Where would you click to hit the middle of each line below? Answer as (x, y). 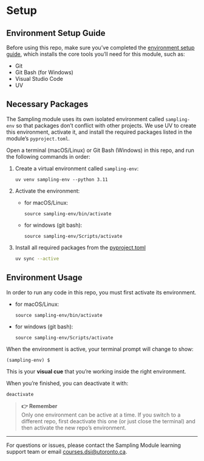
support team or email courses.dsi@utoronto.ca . (67, 452)
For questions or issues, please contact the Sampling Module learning (93, 445)
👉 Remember (39, 406)
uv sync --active (37, 258)
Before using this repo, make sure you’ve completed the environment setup (100, 47)
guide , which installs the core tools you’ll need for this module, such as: (96, 54)
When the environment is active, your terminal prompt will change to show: (100, 349)
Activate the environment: (47, 191)
